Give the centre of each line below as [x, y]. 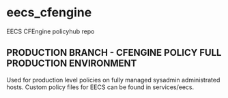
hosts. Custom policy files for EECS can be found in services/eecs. [100, 87]
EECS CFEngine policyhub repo [51, 31]
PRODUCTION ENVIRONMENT [72, 64]
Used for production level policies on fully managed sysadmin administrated [113, 80]
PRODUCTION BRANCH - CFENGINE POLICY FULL [114, 53]
